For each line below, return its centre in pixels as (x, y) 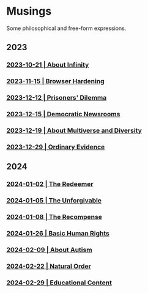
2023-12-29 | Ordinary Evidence (56, 147)
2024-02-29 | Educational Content (59, 283)
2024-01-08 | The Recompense (54, 217)
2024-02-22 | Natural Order (49, 266)
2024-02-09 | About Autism (50, 250)
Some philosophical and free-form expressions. (66, 28)
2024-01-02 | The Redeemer (50, 184)
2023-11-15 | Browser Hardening (56, 81)
